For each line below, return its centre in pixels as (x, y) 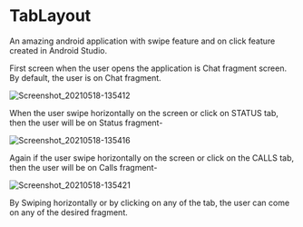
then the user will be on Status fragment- (86, 123)
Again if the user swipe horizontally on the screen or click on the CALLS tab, (152, 158)
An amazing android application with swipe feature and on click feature (142, 41)
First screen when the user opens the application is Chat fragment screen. (148, 68)
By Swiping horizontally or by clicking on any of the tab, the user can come (150, 202)
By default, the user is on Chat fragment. (85, 77)
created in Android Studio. (58, 50)
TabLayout (50, 16)
